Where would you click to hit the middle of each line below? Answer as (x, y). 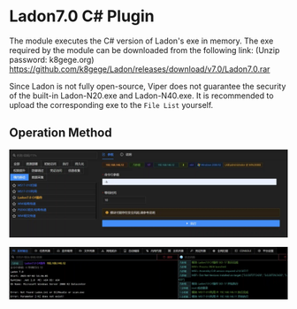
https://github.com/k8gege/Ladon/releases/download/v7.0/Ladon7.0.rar (140, 69)
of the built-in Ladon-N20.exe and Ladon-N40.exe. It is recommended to (141, 96)
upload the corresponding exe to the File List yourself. (111, 104)
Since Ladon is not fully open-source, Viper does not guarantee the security (148, 86)
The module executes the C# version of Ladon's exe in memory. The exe (141, 41)
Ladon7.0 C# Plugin (82, 16)
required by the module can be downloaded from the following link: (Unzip (145, 50)
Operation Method (61, 133)
